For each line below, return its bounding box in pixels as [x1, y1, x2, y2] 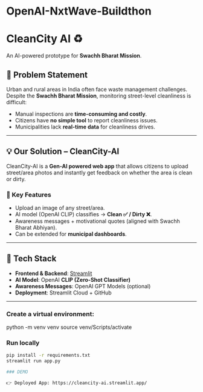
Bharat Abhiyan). [14, 224, 57, 231]
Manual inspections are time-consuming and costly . [14, 110, 147, 118]
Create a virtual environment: [6, 310, 95, 318]
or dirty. [6, 175, 26, 182]
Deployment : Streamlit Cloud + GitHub [14, 289, 112, 296]
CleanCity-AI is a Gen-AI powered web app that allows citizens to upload [6, 162, 188, 170]
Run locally [6, 339, 40, 347]
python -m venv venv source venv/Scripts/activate [6, 324, 132, 331]
